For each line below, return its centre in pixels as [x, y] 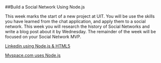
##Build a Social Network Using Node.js [45, 7]
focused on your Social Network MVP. [43, 37]
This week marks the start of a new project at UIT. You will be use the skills [80, 16]
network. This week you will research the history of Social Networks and [77, 26]
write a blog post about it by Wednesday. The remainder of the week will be [80, 31]
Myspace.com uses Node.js [33, 55]
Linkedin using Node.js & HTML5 [38, 46]
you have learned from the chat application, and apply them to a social [75, 21]
